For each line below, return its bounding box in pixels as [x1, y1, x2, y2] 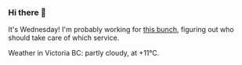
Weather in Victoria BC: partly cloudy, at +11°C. [8, 49, 160, 58]
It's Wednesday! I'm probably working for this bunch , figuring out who [8, 25, 234, 34]
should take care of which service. [8, 33, 120, 42]
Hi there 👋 [8, 7, 47, 18]
